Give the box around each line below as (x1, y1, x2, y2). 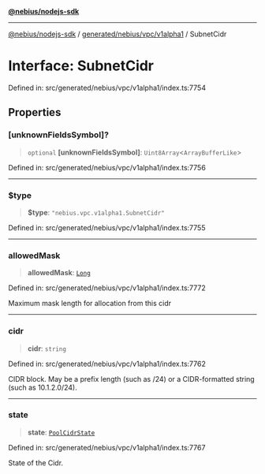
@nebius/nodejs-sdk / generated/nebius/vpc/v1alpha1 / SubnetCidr (8, 29, 227, 39)
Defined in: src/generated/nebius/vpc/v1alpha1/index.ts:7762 (8, 359, 207, 368)
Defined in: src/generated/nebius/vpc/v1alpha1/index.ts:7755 (8, 222, 206, 232)
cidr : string (27, 343, 67, 353)
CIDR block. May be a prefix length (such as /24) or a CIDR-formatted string (8, 374, 255, 383)
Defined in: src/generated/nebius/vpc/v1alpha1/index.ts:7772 (8, 283, 207, 293)
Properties (8, 106, 62, 119)
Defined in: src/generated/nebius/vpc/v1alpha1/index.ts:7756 (8, 162, 207, 172)
